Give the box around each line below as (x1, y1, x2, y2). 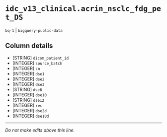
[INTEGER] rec (12, 102, 43, 108)
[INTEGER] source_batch (12, 60, 63, 66)
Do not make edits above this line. (5, 127, 75, 133)
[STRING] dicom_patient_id (12, 55, 69, 61)
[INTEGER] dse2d (12, 107, 47, 113)
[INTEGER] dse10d (12, 113, 49, 119)
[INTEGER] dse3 (12, 81, 45, 87)
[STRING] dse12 (12, 97, 45, 103)
